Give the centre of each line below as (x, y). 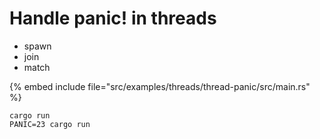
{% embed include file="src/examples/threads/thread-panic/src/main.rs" (160, 86)
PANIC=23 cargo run (50, 124)
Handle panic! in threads (113, 18)
